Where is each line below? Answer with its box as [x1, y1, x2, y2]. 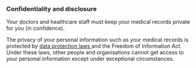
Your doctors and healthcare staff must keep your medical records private [6, 18, 191, 26]
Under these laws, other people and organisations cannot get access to [6, 49, 184, 56]
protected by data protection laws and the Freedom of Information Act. [6, 42, 182, 50]
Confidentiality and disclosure [6, 5, 97, 13]
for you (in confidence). [6, 24, 65, 32]
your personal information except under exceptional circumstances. [6, 55, 175, 63]
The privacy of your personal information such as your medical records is [6, 36, 189, 44]
